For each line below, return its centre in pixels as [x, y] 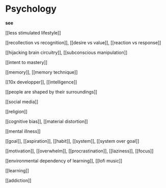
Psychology [31, 9]
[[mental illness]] [23, 131]
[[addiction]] [18, 180]
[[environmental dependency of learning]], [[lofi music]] [64, 161]
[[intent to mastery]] [26, 62]
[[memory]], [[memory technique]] [41, 72]
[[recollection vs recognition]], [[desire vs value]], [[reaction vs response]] [83, 42]
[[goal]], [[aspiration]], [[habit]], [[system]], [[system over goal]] [72, 141]
